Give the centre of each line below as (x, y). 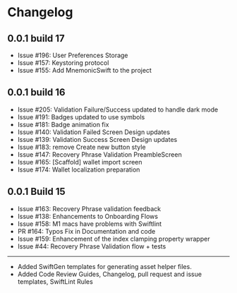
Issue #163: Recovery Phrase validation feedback (89, 208)
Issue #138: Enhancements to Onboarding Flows (88, 216)
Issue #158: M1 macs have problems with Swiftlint (90, 224)
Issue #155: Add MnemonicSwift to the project (84, 70)
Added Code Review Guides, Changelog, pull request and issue (110, 274)
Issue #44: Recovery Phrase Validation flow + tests (92, 246)
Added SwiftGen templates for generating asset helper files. (104, 266)
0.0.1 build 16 (36, 92)
